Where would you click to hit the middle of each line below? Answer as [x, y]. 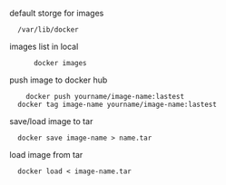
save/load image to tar [51, 121]
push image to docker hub [59, 80]
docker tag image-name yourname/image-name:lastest [118, 104]
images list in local [44, 46]
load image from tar [46, 155]
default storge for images [57, 13]
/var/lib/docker [48, 30]
